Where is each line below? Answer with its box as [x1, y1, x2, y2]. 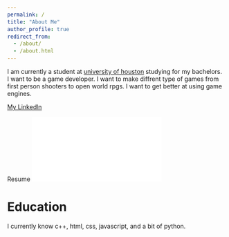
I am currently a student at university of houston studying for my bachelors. [7, 68, 223, 75]
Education [7, 199, 67, 215]
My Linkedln [7, 103, 42, 111]
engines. [7, 90, 33, 97]
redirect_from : [7, 33, 51, 40]
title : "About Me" [7, 18, 60, 26]
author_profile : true [7, 26, 70, 32]
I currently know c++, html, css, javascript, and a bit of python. [7, 222, 186, 230]
